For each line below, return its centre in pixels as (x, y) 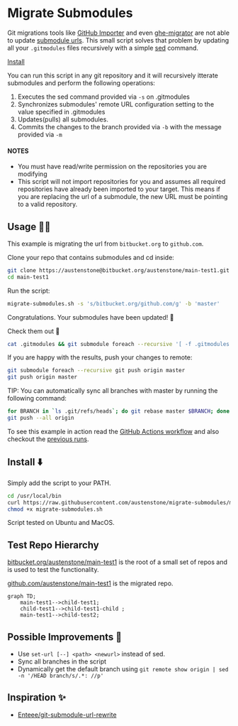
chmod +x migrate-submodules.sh (55, 509)
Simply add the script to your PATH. (59, 483)
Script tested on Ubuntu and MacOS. (61, 523)
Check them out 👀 (34, 331)
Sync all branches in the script (62, 661)
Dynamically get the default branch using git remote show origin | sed (123, 669)
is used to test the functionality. (53, 570)
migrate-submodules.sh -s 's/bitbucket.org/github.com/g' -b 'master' (114, 303)
